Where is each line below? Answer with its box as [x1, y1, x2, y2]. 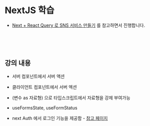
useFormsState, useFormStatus [12, 104, 78, 111]
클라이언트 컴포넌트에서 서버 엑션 [12, 84, 77, 90]
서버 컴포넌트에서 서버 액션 [12, 73, 65, 79]
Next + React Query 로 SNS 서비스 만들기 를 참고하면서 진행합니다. [12, 22, 145, 28]
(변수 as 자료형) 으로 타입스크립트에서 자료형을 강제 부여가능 [12, 94, 130, 101]
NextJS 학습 [5, 5, 55, 16]
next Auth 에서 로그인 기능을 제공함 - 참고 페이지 [12, 115, 108, 121]
